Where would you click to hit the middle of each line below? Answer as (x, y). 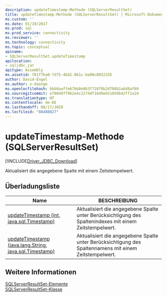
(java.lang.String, (27, 245)
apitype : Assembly (24, 70)
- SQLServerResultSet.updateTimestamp (45, 56)
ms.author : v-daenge (27, 84)
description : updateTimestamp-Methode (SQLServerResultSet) (69, 10)
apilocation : (19, 61)
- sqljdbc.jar (20, 65)
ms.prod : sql (19, 28)
